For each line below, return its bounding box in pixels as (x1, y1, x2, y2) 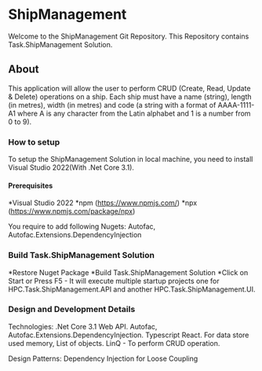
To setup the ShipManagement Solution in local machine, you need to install (8, 155, 253, 164)
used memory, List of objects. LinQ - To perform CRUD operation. (8, 338, 220, 347)
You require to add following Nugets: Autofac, (8, 222, 156, 231)
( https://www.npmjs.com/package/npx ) (8, 207, 136, 216)
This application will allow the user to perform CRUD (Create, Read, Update (8, 83, 251, 93)
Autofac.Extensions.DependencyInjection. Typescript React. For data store (8, 330, 249, 340)
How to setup (8, 136, 60, 147)
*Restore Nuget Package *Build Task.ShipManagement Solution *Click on (8, 267, 249, 277)
